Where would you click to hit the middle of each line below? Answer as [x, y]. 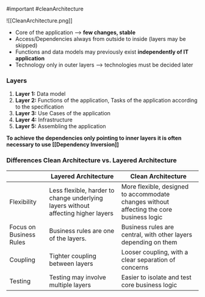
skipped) [26, 45]
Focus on [23, 227]
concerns [135, 267]
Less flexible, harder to [82, 190]
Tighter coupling [73, 256]
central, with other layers [157, 234]
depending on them [149, 242]
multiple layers [70, 285]
